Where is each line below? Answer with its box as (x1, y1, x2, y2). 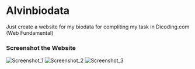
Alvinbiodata (6, 4, 70, 17)
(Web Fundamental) (6, 29, 54, 36)
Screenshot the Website (6, 43, 76, 52)
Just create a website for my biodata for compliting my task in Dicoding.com (6, 23, 190, 30)
